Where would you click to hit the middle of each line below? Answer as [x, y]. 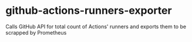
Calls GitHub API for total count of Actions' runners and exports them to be [96, 26]
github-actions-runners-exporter [89, 11]
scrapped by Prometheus [36, 32]
